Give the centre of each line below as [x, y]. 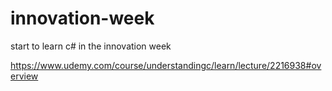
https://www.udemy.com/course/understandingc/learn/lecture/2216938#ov [166, 65]
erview [24, 76]
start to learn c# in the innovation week [91, 46]
